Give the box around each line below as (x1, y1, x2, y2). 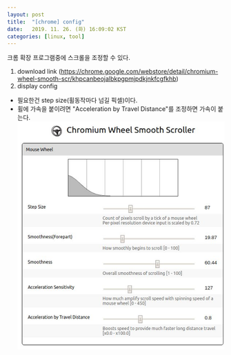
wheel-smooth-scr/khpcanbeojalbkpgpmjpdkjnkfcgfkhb (17, 74, 177, 83)
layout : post (7, 11, 45, 18)
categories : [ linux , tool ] (7, 33, 85, 40)
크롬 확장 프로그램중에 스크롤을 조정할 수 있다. (7, 54, 131, 62)
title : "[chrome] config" (7, 18, 85, 26)
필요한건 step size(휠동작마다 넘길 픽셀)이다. (17, 97, 138, 105)
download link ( (17, 68, 61, 76)
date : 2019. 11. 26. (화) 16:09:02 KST (7, 26, 126, 32)
